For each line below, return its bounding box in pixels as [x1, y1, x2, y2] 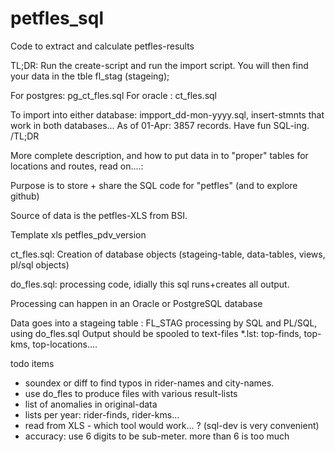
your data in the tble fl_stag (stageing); [10, 70, 170, 82]
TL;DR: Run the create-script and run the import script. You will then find [10, 59, 309, 71]
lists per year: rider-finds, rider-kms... [24, 408, 180, 421]
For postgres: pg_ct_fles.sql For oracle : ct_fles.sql [10, 89, 217, 101]
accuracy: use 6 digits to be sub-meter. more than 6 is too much [24, 430, 290, 442]
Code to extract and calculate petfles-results [10, 40, 195, 52]
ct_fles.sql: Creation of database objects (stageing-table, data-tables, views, [10, 248, 326, 260]
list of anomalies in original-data [24, 398, 158, 410]
